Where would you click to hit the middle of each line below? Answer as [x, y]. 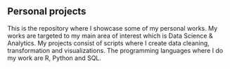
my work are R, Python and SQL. [55, 58]
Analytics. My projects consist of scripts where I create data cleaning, [108, 43]
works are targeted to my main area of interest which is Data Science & [110, 36]
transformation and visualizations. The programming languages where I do [115, 50]
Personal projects [47, 11]
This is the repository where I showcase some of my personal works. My [113, 28]
